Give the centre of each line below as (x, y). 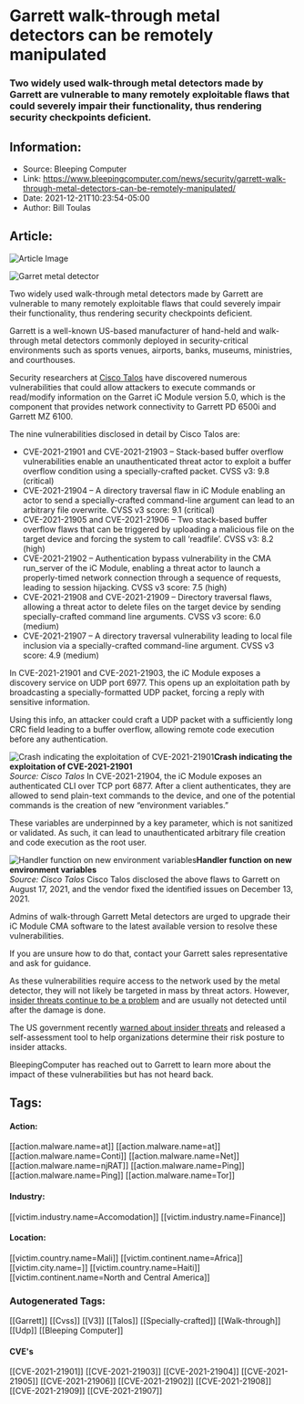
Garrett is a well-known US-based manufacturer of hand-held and (133, 330)
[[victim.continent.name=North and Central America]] (110, 1277)
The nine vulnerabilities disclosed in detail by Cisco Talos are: (125, 433)
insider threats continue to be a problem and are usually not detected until (148, 1000)
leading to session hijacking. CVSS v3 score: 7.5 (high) (125, 587)
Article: (31, 237)
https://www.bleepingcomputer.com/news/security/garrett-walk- (165, 178)
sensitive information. (50, 702)
